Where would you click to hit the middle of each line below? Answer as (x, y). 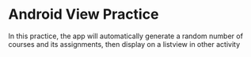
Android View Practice (84, 14)
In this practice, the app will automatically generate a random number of (126, 36)
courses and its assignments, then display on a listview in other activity (124, 44)
